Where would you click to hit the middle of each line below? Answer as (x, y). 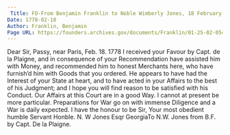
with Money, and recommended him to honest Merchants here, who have (110, 66)
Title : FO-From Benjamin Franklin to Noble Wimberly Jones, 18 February (116, 13)
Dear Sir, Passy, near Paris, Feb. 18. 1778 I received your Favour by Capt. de (114, 52)
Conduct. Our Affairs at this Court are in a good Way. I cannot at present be (113, 95)
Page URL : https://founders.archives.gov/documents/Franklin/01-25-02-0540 (117, 32)
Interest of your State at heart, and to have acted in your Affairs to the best (112, 81)
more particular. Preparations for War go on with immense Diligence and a (111, 102)
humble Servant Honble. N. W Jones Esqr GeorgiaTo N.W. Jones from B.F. (112, 117)
